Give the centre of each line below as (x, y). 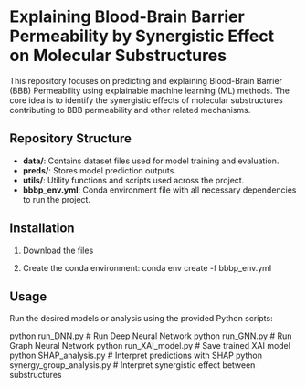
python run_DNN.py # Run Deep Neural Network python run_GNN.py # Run (151, 336)
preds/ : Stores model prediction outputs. (99, 170)
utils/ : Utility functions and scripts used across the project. (133, 180)
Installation (42, 229)
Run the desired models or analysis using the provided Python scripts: (141, 319)
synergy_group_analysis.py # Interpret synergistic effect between (132, 365)
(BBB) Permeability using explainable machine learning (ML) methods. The (150, 90)
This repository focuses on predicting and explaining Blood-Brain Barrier (146, 80)
